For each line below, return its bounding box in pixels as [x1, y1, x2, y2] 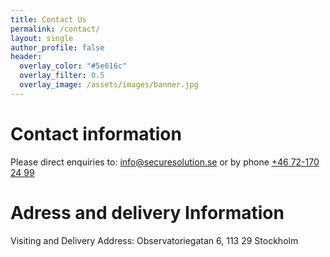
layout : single [10, 33, 74, 43]
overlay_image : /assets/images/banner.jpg [19, 80, 199, 90]
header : [10, 52, 43, 62]
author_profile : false [10, 42, 105, 53]
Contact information [10, 122, 182, 145]
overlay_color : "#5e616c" [19, 61, 128, 71]
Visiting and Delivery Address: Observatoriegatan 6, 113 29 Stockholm [10, 234, 299, 246]
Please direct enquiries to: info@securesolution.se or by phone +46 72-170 [10, 156, 320, 168]
